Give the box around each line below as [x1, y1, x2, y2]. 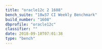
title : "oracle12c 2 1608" [5, 7, 63, 13]
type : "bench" [5, 36, 36, 41]
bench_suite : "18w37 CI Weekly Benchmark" [5, 12, 97, 17]
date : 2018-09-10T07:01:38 [5, 31, 63, 36]
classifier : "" [5, 27, 38, 32]
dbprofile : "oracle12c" [5, 21, 56, 27]
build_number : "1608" [5, 17, 52, 22]
